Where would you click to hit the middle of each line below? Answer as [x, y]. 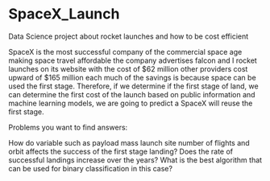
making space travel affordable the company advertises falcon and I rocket [133, 60]
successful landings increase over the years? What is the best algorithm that [135, 160]
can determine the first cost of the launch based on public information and [132, 94]
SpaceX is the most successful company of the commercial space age [125, 51]
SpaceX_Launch [64, 14]
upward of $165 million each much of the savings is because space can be [132, 77]
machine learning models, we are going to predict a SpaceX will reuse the [131, 103]
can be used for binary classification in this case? [91, 168]
